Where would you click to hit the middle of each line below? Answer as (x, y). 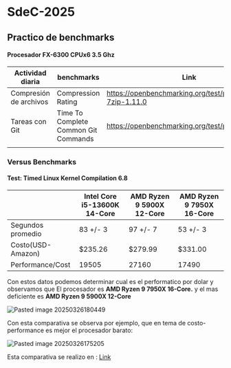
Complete (73, 121)
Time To (70, 113)
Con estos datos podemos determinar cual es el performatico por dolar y (110, 281)
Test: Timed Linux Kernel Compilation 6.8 (68, 178)
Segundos (27, 225)
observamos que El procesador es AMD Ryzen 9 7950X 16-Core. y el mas (113, 289)
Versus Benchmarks (42, 162)
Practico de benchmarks (61, 37)
